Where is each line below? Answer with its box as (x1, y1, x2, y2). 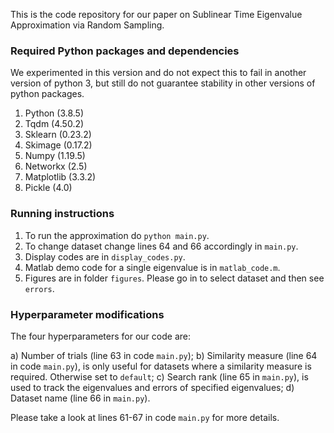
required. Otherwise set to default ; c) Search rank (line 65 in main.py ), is (10, 370, 309, 383)
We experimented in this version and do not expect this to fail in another (10, 67, 307, 79)
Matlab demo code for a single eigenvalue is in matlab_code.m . (24, 261, 281, 273)
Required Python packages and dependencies (10, 44, 240, 58)
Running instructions (10, 207, 115, 221)
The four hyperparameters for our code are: (10, 330, 191, 342)
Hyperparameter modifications (10, 307, 165, 321)
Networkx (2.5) (24, 160, 88, 173)
